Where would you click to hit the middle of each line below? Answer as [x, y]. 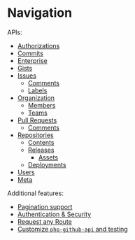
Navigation [40, 13]
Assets [48, 157]
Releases [41, 150]
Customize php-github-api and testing [72, 229]
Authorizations [38, 45]
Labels [37, 90]
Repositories [35, 135]
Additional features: [36, 193]
